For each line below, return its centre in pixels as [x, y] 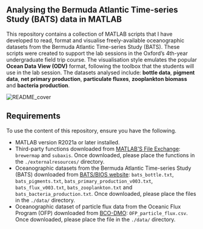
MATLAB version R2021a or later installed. [67, 142]
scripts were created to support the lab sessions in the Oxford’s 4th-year [97, 53]
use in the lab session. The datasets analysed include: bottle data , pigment [101, 73]
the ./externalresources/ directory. [60, 161]
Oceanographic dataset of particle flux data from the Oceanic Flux [98, 206]
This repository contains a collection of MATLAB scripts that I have [89, 34]
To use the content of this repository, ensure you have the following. [92, 131]
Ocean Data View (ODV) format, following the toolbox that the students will [100, 66]
